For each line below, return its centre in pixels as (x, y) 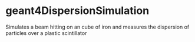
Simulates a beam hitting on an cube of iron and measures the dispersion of (97, 27)
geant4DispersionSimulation (77, 11)
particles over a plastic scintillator (46, 33)
